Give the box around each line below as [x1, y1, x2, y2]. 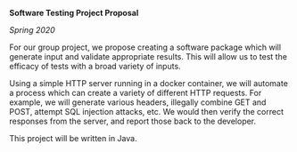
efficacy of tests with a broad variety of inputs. [9, 61, 181, 71]
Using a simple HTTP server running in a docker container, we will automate [9, 78, 288, 88]
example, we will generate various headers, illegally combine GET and [9, 97, 267, 108]
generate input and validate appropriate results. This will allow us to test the [9, 52, 288, 61]
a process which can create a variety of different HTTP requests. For [9, 88, 262, 98]
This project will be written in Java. [9, 133, 137, 143]
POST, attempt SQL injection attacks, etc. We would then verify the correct [9, 107, 284, 116]
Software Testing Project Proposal [9, 8, 139, 18]
